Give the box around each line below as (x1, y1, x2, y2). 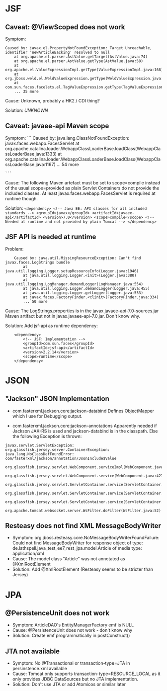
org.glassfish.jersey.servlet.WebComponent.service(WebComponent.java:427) (5, 473, 166, 478)
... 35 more (14, 89, 39, 94)
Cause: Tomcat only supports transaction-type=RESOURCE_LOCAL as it (12, 671, 161, 677)
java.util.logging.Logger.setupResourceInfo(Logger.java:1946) (5, 268, 139, 273)
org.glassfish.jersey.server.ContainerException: (5, 447, 110, 452)
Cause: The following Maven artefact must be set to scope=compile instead (5, 179, 161, 185)
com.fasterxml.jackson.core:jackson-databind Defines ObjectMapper (12, 408, 154, 414)
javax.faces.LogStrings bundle (5, 259, 70, 265)
